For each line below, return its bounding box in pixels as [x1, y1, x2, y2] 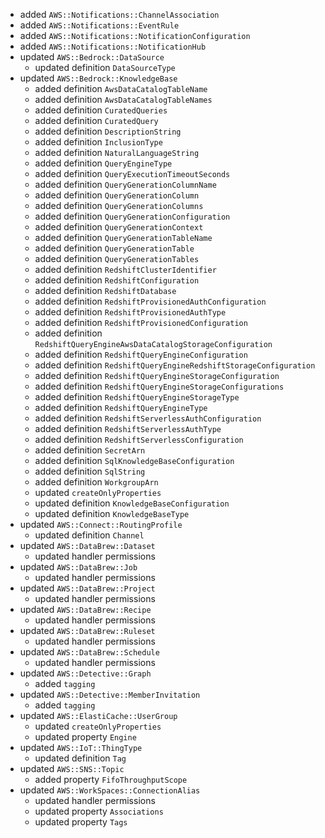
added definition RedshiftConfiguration [34, 274, 200, 286]
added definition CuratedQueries [34, 104, 168, 116]
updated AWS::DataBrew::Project [19, 582, 156, 594]
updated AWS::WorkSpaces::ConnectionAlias [19, 784, 201, 796]
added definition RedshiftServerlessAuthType [34, 423, 222, 434]
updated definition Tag [34, 752, 127, 764]
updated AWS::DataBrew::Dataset [19, 540, 156, 551]
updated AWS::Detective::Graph [19, 667, 152, 679]
